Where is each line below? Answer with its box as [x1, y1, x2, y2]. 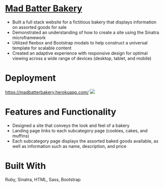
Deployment [5, 73, 56, 83]
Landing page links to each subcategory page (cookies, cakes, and [12, 127, 148, 133]
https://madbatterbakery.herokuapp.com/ [5, 89, 89, 95]
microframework [12, 35, 46, 41]
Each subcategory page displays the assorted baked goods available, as [12, 138, 159, 144]
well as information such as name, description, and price [12, 143, 126, 149]
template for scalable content [12, 45, 72, 51]
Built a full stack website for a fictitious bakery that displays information [12, 19, 157, 25]
